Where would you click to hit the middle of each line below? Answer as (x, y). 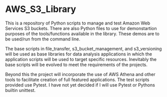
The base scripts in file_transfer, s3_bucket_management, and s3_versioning (83, 48)
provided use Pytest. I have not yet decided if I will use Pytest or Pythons (80, 85)
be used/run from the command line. (43, 39)
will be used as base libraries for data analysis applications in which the (79, 54)
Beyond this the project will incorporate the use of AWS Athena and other (80, 74)
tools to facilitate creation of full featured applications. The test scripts (77, 79)
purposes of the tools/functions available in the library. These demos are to (82, 33)
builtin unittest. (20, 90)
